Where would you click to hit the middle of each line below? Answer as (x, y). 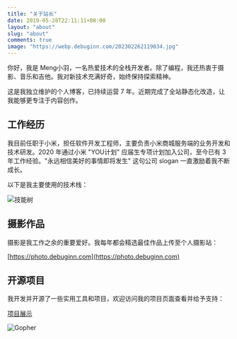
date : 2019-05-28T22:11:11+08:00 (57, 20)
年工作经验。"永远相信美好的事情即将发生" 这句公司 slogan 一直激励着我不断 (118, 160)
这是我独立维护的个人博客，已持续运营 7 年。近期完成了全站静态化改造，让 (116, 91)
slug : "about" (28, 34)
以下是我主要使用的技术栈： (48, 184)
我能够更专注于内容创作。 (45, 100)
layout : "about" (31, 27)
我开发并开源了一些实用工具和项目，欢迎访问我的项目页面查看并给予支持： (116, 299)
